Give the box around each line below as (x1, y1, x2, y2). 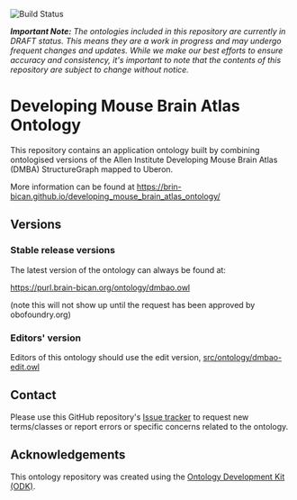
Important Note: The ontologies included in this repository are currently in (10, 26, 286, 36)
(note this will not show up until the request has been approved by (10, 299, 256, 310)
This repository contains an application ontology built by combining (10, 144, 260, 155)
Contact (10, 387, 57, 403)
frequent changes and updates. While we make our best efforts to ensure (10, 45, 283, 56)
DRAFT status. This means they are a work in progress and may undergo (10, 36, 282, 46)
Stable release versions (10, 244, 116, 257)
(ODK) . (10, 480, 36, 491)
